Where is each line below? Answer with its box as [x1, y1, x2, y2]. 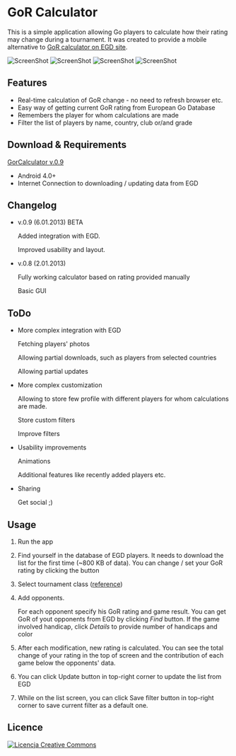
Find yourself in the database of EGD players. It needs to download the [17, 551, 224, 559]
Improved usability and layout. [17, 246, 106, 254]
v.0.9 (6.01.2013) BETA [17, 218, 83, 227]
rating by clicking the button [17, 566, 100, 574]
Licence [7, 721, 44, 733]
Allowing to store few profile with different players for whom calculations [17, 394, 230, 403]
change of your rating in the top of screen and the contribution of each [17, 651, 224, 659]
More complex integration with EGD [17, 326, 122, 335]
